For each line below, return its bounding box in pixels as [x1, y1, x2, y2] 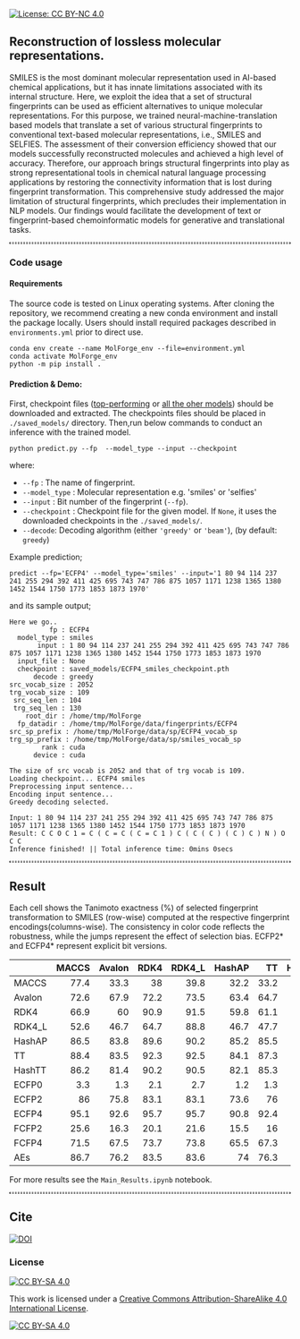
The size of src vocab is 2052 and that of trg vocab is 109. [9, 766, 246, 776]
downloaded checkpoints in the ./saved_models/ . [21, 516, 203, 526]
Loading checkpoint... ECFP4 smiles [9, 774, 146, 783]
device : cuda [32, 751, 87, 760]
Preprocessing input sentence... [9, 782, 134, 791]
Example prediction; [9, 551, 83, 563]
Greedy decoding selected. [9, 797, 110, 807]
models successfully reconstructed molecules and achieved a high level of [9, 148, 284, 158]
